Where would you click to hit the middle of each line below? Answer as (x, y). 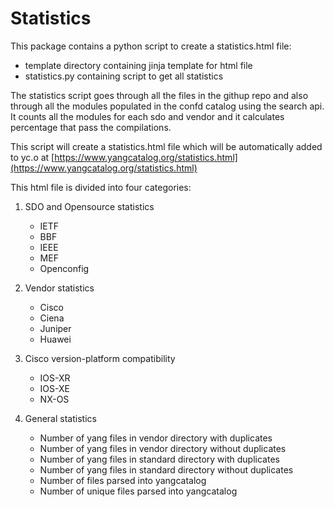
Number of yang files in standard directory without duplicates (166, 469)
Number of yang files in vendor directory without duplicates (163, 448)
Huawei (55, 339)
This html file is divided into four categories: (101, 187)
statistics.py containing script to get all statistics (124, 76)
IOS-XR (55, 378)
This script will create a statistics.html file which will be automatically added (166, 146)
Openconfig (64, 268)
